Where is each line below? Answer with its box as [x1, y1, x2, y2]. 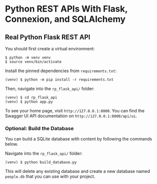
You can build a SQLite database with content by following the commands [5, 136, 153, 142]
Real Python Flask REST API [5, 33, 91, 41]
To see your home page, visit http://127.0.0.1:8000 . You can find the [5, 108, 145, 113]
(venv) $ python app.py [5, 99, 53, 104]
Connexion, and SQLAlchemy [5, 14, 126, 25]
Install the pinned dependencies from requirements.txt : [5, 68, 117, 74]
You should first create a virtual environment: [5, 46, 95, 51]
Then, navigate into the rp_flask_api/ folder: [5, 86, 94, 92]
